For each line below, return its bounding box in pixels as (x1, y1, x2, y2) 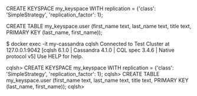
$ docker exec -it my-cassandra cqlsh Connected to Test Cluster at (6, 41, 170, 47)
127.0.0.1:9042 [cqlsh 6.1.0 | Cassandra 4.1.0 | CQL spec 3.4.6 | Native (6, 47, 175, 54)
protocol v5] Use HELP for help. (6, 53, 84, 59)
